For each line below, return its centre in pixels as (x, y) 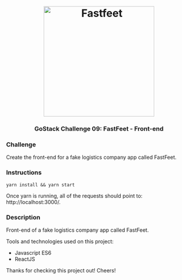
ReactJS (25, 259)
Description (23, 217)
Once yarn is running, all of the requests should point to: (75, 196)
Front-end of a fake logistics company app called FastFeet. (77, 230)
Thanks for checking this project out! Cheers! (61, 270)
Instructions (24, 172)
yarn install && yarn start (41, 185)
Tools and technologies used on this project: (60, 241)
